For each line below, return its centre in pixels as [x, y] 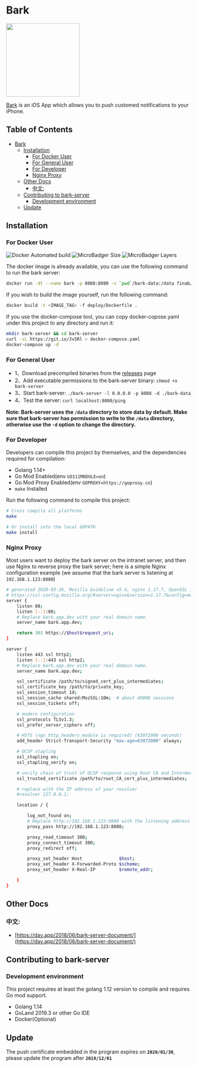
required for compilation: [36, 459]
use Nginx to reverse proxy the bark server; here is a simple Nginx [86, 566]
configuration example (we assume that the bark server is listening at [90, 573]
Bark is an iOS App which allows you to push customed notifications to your [97, 105]
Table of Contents [40, 130]
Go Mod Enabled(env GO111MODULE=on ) [60, 477]
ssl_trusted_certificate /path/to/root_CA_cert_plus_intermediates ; [102, 778]
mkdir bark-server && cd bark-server [52, 334]
